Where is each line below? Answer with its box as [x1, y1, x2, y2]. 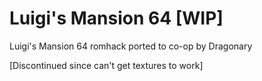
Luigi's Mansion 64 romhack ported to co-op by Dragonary [9, 40, 253, 52]
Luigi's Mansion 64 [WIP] [9, 7, 224, 30]
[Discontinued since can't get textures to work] [9, 59, 204, 71]
